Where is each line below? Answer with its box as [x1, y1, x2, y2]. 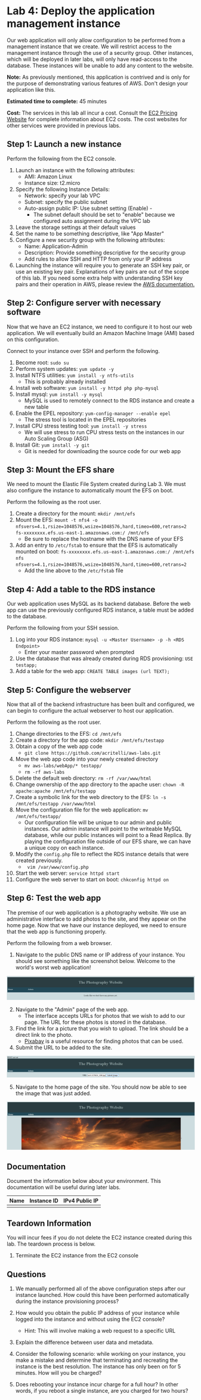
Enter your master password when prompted [24, 649, 135, 656]
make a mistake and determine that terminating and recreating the [15, 1356, 178, 1364]
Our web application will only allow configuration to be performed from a [7, 36, 185, 44]
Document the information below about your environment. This [7, 1178, 162, 1185]
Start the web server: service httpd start [15, 869, 120, 876]
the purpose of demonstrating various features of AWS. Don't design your [7, 79, 188, 87]
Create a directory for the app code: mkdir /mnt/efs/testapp [15, 736, 165, 744]
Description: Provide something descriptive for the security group [24, 249, 186, 256]
